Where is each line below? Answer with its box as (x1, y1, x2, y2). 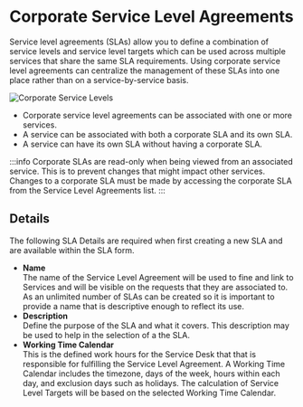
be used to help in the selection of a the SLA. (22, 329, 191, 340)
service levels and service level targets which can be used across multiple (9, 45, 287, 56)
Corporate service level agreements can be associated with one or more (22, 109, 292, 120)
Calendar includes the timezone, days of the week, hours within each (22, 368, 280, 379)
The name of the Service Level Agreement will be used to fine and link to (22, 271, 294, 282)
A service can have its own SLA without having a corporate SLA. (22, 138, 262, 149)
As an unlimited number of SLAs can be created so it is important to (22, 291, 275, 302)
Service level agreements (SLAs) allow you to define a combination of (9, 36, 270, 47)
